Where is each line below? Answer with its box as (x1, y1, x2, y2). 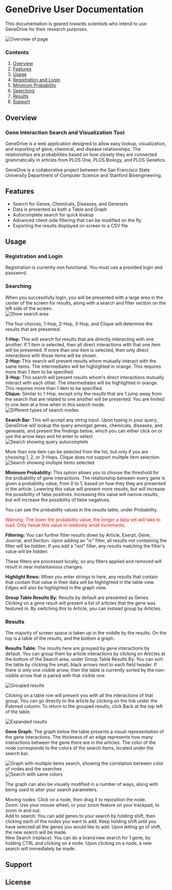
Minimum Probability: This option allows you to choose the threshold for (5, 469, 159, 476)
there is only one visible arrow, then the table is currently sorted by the (5, 667, 155, 673)
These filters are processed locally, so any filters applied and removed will (5, 558, 162, 564)
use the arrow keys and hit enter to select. (5, 433, 94, 439)
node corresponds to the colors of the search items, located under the (5, 745, 154, 751)
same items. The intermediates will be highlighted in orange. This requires (5, 363, 161, 369)
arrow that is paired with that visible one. (20, 673, 106, 679)
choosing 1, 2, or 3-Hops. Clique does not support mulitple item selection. (5, 454, 161, 460)
